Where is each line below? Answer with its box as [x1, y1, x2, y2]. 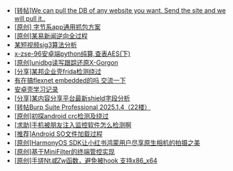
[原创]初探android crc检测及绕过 [14, 112, 109, 120]
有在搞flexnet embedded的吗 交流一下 [14, 76, 126, 84]
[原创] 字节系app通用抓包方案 [14, 23, 101, 31]
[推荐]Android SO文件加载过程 [14, 130, 103, 138]
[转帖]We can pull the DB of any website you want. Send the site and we [14, 6, 227, 14]
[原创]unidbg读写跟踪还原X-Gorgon [14, 58, 119, 66]
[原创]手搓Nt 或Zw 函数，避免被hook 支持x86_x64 [14, 156, 158, 165]
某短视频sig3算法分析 [14, 41, 77, 48]
